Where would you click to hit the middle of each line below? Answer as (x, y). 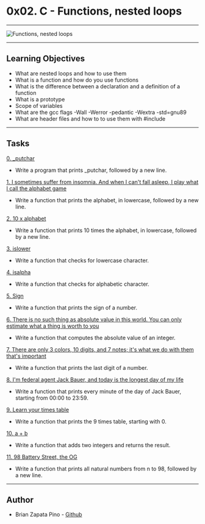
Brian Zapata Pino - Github (49, 515)
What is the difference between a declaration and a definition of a (98, 86)
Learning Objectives (46, 59)
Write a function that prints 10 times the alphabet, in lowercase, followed (106, 230)
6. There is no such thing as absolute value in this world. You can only (94, 319)
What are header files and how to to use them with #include (90, 119)
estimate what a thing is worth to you (53, 326)
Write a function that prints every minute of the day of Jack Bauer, (98, 391)
